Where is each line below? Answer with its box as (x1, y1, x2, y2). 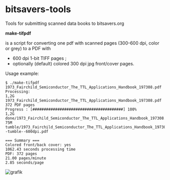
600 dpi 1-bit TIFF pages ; (12, 55, 67, 61)
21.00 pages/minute (5, 156, 47, 161)
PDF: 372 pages (5, 151, 37, 156)
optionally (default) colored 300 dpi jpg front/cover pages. (12, 60, 135, 66)
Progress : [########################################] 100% (5, 106, 137, 112)
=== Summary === (5, 138, 39, 143)
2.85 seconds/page (5, 160, 44, 165)
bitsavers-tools (5, 4, 71, 15)
